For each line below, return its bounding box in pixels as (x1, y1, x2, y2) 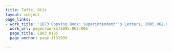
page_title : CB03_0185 (10, 31, 58, 36)
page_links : (5, 17, 31, 22)
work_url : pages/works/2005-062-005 (10, 26, 88, 31)
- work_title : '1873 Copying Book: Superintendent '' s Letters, (5, 21, 143, 27)
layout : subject (5, 12, 40, 17)
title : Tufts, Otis (5, 7, 47, 13)
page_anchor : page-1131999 (10, 36, 68, 41)
